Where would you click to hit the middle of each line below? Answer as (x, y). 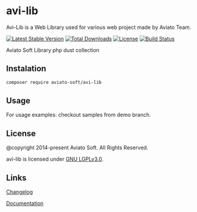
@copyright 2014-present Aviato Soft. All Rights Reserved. (77, 148)
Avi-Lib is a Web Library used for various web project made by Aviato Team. (98, 27)
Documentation (25, 203)
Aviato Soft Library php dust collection (53, 50)
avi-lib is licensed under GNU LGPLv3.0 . (55, 159)
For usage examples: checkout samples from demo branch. (79, 115)
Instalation (26, 69)
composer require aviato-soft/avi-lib (54, 82)
